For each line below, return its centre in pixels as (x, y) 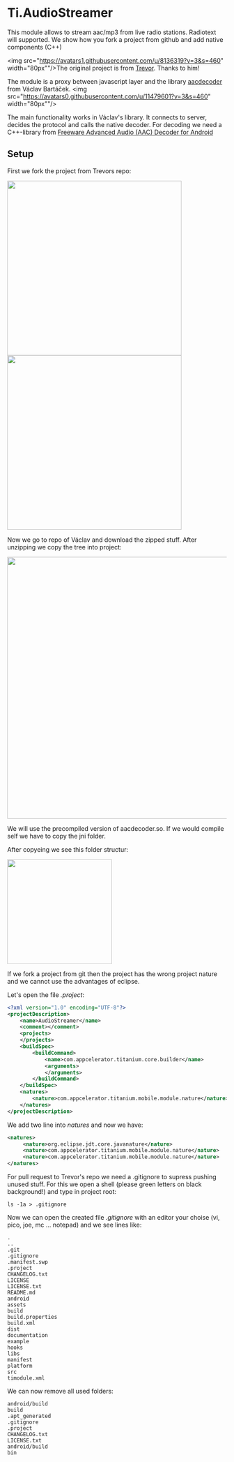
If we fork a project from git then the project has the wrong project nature (112, 974)
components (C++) (35, 47)
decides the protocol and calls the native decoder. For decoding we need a (115, 124)
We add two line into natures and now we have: (75, 1125)
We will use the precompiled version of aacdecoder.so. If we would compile (116, 828)
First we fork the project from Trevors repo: (69, 171)
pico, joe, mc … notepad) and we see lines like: (75, 1225)
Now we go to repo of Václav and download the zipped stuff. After (102, 540)
